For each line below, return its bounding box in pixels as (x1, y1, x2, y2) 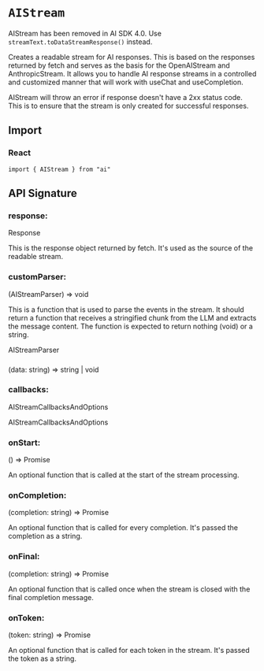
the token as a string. (8, 654, 77, 663)
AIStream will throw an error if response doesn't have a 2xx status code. (8, 92, 243, 102)
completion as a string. (8, 532, 83, 541)
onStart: (8, 437, 41, 448)
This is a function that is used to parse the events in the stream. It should (8, 305, 244, 314)
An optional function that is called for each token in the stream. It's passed (8, 646, 250, 655)
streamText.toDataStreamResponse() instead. (8, 37, 153, 46)
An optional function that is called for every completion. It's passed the (8, 523, 239, 532)
